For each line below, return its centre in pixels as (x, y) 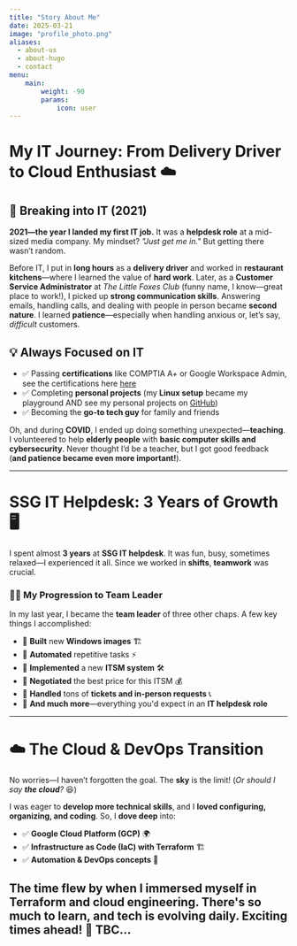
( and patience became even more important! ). (95, 458)
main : (35, 83)
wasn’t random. (38, 251)
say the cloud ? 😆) (43, 789)
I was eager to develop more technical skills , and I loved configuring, (138, 807)
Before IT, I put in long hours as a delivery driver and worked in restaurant (147, 268)
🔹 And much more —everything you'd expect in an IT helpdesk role (145, 704)
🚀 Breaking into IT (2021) (78, 210)
